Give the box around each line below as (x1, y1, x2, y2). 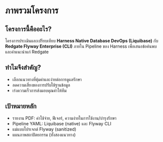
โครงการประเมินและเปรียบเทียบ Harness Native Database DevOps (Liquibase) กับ (5, 38, 159, 44)
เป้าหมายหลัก (5, 102, 37, 111)
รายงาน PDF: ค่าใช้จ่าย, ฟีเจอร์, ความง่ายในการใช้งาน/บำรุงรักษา (12, 115, 117, 121)
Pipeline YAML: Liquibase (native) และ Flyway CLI (12, 120, 112, 126)
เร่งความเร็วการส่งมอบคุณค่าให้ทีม (12, 87, 67, 93)
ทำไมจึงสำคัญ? (5, 63, 41, 72)
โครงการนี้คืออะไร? (5, 25, 52, 33)
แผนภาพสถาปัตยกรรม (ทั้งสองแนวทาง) (12, 132, 76, 138)
